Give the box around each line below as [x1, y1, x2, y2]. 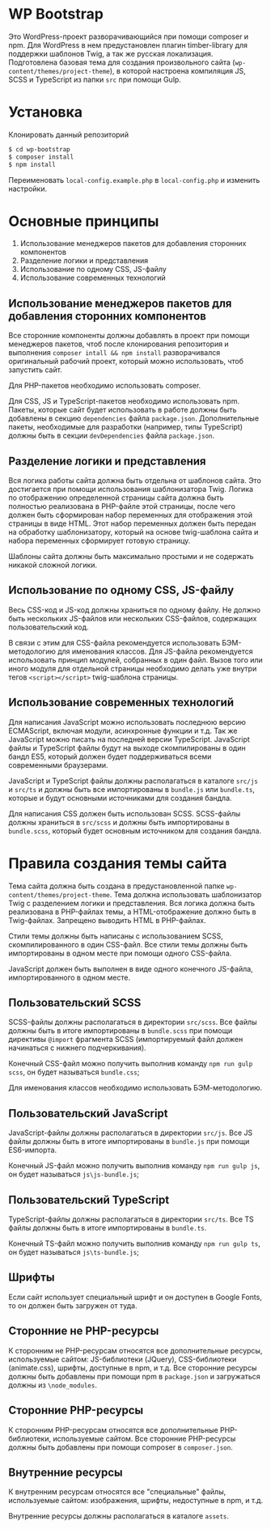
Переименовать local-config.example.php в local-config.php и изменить [8, 175, 260, 184]
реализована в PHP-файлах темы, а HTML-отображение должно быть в [8, 907, 256, 917]
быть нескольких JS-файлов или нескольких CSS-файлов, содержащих [8, 613, 257, 623]
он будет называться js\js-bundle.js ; [8, 1170, 140, 1180]
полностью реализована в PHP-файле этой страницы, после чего [8, 502, 236, 511]
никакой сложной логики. [8, 560, 98, 570]
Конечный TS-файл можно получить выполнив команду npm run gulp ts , [8, 1239, 261, 1248]
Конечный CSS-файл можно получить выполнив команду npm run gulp [8, 1059, 253, 1069]
